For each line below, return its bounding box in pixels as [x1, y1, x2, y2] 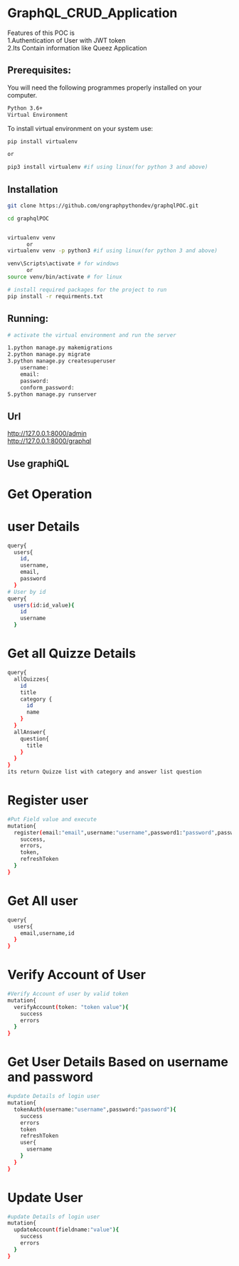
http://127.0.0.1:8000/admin [7, 429, 87, 438]
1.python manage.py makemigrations [7, 344, 113, 352]
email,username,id [20, 929, 75, 937]
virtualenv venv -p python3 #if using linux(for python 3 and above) [7, 247, 218, 254]
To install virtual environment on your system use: [7, 124, 154, 132]
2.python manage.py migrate [7, 351, 91, 358]
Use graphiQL [7, 457, 70, 469]
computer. [7, 90, 38, 99]
